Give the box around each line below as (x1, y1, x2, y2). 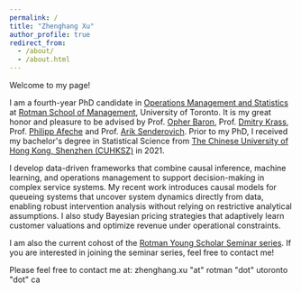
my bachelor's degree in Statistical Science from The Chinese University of (9, 136, 288, 146)
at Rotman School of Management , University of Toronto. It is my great (9, 107, 272, 117)
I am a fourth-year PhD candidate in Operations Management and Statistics (9, 97, 288, 108)
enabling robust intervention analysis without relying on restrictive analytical (9, 201, 293, 212)
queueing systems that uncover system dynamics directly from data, (9, 191, 264, 202)
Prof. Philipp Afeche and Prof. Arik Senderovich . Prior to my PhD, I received (9, 126, 288, 136)
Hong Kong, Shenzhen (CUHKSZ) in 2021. (9, 145, 165, 156)
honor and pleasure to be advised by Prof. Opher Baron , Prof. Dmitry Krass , (9, 116, 289, 127)
